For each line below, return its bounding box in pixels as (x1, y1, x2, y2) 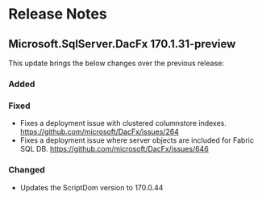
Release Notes (8, 5, 107, 23)
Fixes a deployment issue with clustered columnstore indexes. (19, 119, 227, 128)
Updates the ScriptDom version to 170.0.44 (19, 182, 164, 192)
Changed (8, 165, 46, 176)
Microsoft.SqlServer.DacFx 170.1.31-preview (8, 37, 236, 51)
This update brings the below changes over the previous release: (8, 58, 224, 68)
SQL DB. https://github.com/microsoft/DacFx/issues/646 (19, 144, 210, 154)
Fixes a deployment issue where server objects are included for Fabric (19, 135, 254, 145)
